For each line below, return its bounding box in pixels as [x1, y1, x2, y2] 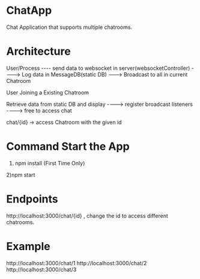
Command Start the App [6, 139, 130, 153]
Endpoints [6, 192, 58, 206]
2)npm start [6, 171, 35, 178]
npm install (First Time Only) [14, 159, 85, 167]
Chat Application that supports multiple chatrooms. [6, 23, 133, 31]
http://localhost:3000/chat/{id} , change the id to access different [6, 212, 168, 219]
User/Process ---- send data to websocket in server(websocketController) [6, 64, 190, 72]
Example [6, 239, 50, 253]
